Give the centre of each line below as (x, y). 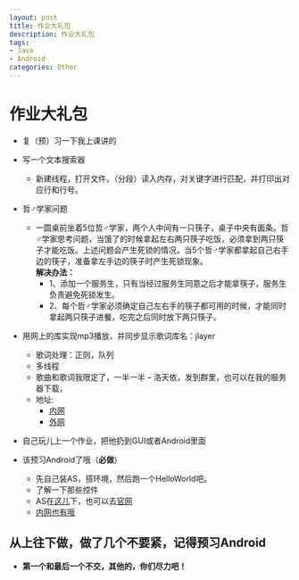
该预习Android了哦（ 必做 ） (72, 460)
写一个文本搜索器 (54, 159)
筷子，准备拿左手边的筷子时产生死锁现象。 (129, 261)
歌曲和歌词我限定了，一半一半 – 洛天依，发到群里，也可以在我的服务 (161, 377)
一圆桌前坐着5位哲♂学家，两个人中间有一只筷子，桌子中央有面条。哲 (162, 228)
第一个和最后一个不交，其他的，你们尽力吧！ (104, 566)
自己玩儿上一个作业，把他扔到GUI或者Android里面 (114, 440)
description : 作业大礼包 (52, 34)
